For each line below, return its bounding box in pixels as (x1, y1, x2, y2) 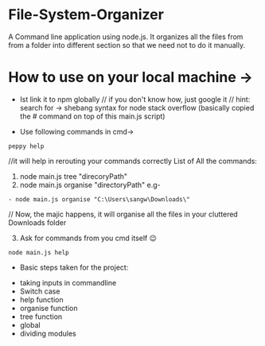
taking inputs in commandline (19, 278, 117, 287)
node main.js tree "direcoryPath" (19, 171, 128, 181)
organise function (19, 303, 78, 313)
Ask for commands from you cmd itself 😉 (19, 233, 158, 243)
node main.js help (8, 248, 69, 256)
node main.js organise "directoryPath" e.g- (19, 180, 161, 189)
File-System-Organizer (8, 6, 165, 24)
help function (19, 294, 64, 304)
